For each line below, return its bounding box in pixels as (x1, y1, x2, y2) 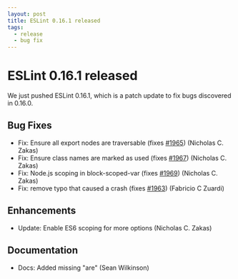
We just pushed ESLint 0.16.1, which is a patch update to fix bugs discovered (7, 91, 232, 100)
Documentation (7, 244, 79, 257)
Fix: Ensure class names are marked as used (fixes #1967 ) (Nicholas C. (17, 153, 227, 162)
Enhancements (7, 205, 76, 217)
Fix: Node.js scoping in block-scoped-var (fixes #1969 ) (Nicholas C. (17, 168, 218, 177)
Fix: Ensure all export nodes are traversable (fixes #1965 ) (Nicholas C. (17, 138, 224, 147)
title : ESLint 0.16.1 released (7, 17, 101, 24)
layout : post (7, 10, 46, 18)
